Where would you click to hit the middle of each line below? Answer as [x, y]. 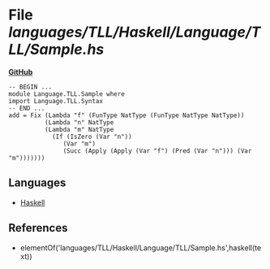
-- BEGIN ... [30, 87]
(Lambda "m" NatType [79, 129]
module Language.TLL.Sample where [67, 94]
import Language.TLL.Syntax [56, 101]
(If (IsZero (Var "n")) [92, 137]
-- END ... [27, 108]
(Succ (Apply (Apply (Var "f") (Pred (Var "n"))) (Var [157, 151]
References [38, 228]
